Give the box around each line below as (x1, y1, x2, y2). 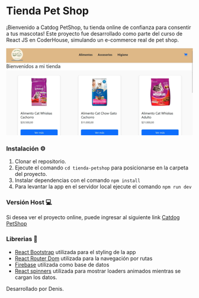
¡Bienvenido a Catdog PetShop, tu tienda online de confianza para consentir (6, 24, 191, 31)
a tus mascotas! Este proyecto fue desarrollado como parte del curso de (6, 30, 183, 37)
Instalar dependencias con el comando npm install (14, 177, 141, 184)
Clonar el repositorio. (14, 158, 66, 165)
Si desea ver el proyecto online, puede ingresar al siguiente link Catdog (6, 214, 180, 221)
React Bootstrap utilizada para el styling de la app (14, 248, 136, 255)
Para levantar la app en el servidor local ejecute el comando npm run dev (14, 183, 192, 190)
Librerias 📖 (6, 235, 38, 243)
